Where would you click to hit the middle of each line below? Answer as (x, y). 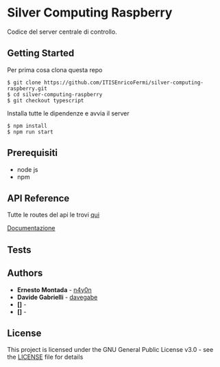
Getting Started (41, 53)
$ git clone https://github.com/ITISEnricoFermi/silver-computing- (106, 82)
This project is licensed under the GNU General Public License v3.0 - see (110, 350)
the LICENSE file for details (45, 357)
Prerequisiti (33, 153)
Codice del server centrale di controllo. (62, 32)
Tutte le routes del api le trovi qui (53, 215)
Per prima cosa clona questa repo (55, 69)
